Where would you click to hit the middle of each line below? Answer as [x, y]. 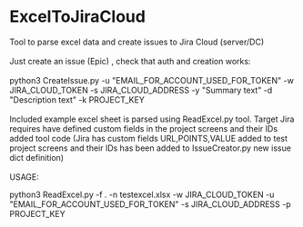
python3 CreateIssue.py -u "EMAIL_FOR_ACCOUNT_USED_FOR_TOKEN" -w [151, 80]
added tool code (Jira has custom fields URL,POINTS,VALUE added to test [149, 138]
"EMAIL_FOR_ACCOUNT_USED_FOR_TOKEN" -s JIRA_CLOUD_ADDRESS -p [150, 204]
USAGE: [24, 177]
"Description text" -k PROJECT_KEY [77, 99]
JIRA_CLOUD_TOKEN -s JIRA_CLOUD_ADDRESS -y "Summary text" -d [141, 90]
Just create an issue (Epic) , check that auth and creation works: [130, 61]
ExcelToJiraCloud [77, 17]
